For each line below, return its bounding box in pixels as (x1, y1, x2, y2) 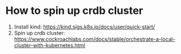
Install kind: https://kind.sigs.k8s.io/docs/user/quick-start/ (14, 23, 156, 30)
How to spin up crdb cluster (5, 4, 143, 17)
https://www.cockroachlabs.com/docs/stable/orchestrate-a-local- (14, 35, 175, 42)
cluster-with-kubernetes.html (14, 42, 85, 49)
